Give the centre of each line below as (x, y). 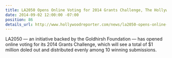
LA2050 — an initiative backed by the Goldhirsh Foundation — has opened (84, 39)
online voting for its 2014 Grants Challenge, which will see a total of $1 (79, 45)
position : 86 (19, 20)
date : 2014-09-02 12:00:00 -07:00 (42, 15)
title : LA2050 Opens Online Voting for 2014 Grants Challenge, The (79, 10)
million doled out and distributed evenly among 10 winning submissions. (81, 50)
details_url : (19, 24)
